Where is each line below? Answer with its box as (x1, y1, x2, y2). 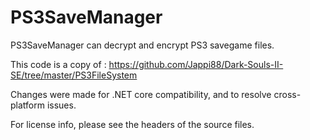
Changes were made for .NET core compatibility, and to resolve (10, 88, 272, 100)
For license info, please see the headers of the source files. (10, 118, 255, 130)
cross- (273, 88, 302, 100)
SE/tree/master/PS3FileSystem (10, 69, 138, 81)
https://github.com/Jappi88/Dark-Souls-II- (108, 58, 284, 70)
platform (10, 99, 45, 111)
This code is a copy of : (10, 58, 107, 70)
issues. (46, 99, 77, 111)
